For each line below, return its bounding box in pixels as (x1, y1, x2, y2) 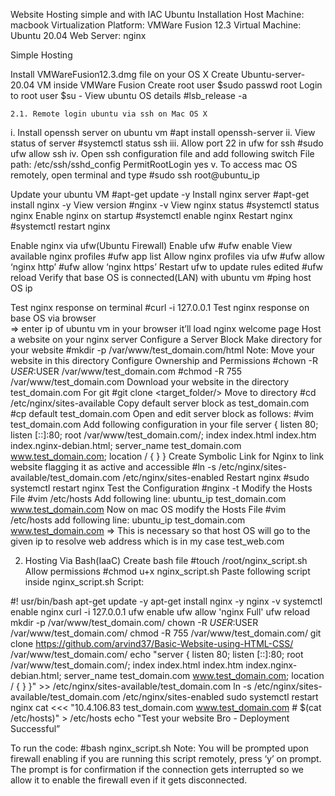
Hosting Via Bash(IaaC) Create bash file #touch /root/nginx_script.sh (24, 555, 308, 566)
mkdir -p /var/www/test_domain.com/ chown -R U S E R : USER (10, 617, 259, 628)
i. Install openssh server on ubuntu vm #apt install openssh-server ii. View (10, 127, 316, 138)
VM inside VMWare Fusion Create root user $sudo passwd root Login (36, 79, 323, 91)
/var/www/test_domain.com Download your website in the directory (10, 376, 290, 388)
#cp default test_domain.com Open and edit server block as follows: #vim (10, 408, 315, 419)
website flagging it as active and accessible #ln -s (10, 461, 217, 473)
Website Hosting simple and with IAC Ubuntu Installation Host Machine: (10, 9, 305, 20)
